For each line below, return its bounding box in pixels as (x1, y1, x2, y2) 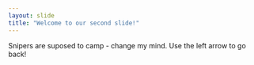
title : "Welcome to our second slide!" (8, 19, 140, 27)
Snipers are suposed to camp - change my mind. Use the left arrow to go (8, 40, 247, 50)
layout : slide (8, 11, 55, 20)
